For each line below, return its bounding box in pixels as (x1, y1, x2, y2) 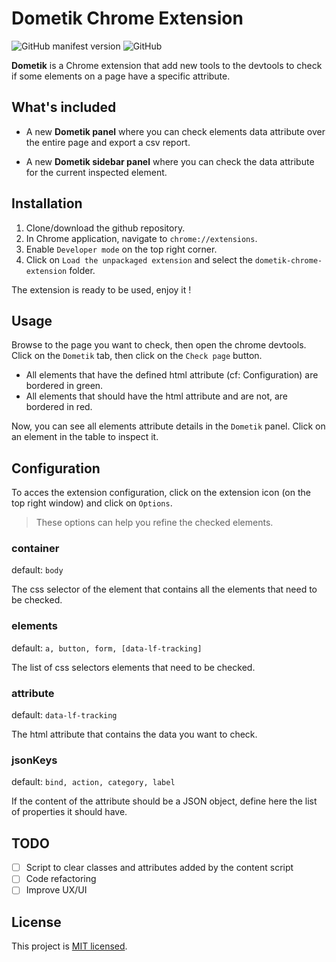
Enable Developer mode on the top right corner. (25, 243, 218, 255)
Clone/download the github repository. (25, 222, 186, 234)
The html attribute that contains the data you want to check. (11, 728, 258, 741)
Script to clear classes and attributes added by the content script (25, 862, 294, 874)
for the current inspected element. (25, 166, 168, 178)
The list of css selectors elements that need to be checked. (11, 661, 256, 673)
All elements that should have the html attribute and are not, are (25, 390, 289, 402)
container (11, 542, 60, 556)
